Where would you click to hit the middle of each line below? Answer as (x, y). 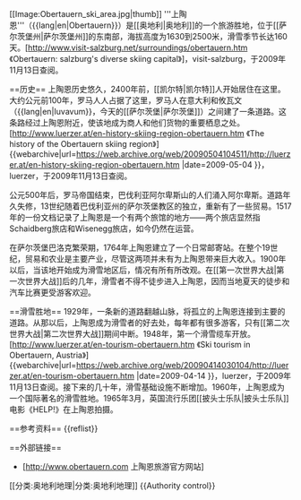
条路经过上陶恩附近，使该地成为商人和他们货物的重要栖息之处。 (127, 123)
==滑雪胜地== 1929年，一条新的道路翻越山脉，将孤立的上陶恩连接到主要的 (147, 311)
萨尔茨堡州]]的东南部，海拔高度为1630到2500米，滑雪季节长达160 (166, 36)
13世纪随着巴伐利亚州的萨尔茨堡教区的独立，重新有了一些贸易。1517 (166, 206)
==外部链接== (36, 448)
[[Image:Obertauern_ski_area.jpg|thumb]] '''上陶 (98, 14)
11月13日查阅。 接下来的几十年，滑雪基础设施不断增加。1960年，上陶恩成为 (147, 387)
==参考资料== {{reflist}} (54, 428)
